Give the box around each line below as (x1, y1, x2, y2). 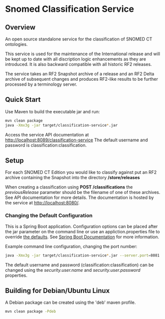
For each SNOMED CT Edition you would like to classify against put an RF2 (5, 169, 157, 175)
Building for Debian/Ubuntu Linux (5, 287, 110, 295)
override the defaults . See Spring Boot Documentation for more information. (5, 234, 159, 240)
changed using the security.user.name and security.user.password (5, 267, 141, 273)
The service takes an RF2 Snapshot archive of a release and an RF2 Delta (5, 71, 154, 77)
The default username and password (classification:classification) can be (5, 262, 154, 268)
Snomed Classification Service (5, 3, 134, 15)
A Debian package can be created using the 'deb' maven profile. (5, 299, 136, 306)
